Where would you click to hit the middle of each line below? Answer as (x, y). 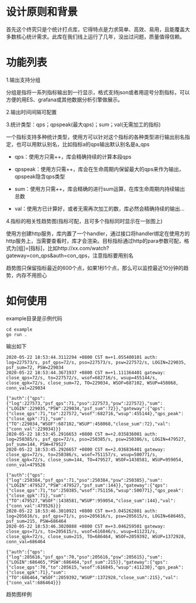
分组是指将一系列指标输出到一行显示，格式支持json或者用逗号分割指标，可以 (98, 92)
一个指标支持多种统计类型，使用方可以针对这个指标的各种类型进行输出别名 (95, 137)
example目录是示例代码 (34, 318)
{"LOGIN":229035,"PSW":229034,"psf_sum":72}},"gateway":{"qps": (86, 408)
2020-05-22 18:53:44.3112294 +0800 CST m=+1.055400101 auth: (82, 357)
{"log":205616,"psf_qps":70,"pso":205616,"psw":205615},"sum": (85, 557)
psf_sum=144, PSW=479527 (36, 444)
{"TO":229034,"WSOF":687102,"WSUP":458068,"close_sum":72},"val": (88, 424)
